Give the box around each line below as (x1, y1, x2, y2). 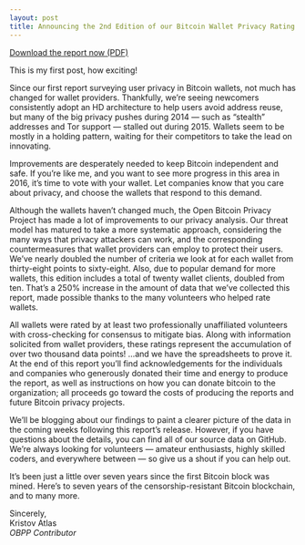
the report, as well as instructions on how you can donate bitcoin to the (9, 377, 276, 388)
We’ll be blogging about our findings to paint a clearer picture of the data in (9, 414, 291, 425)
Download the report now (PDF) (9, 46, 129, 57)
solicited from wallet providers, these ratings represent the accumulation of (9, 338, 292, 349)
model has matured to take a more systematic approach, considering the (9, 224, 282, 235)
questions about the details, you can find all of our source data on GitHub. (9, 434, 287, 445)
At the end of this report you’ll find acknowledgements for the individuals (9, 357, 283, 369)
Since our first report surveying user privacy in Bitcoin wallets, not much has (9, 82, 296, 93)
